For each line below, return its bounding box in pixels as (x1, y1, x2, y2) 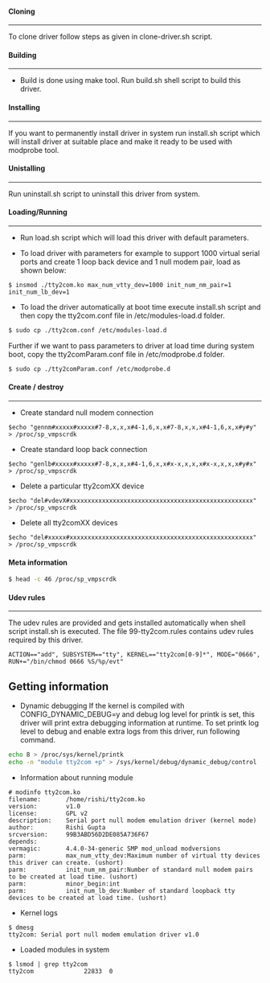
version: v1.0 (8, 802, 81, 810)
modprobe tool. (8, 145, 59, 154)
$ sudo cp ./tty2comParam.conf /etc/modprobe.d (8, 364, 171, 373)
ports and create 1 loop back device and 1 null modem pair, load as (19, 257, 241, 267)
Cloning (8, 6, 35, 16)
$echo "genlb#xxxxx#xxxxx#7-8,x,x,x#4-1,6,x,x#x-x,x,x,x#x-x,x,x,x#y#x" (8, 459, 257, 468)
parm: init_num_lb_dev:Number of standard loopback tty (8, 886, 235, 895)
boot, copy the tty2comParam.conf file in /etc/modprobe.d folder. (8, 349, 225, 359)
